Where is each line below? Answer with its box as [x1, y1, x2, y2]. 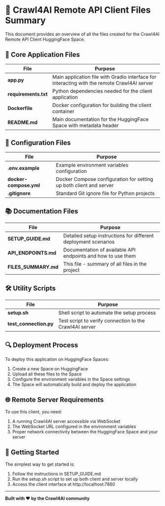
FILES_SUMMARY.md [7, 264, 59, 271]
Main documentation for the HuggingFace [52, 115, 149, 122]
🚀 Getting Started [5, 448, 59, 456]
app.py [7, 76, 25, 83]
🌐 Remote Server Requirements [5, 395, 104, 404]
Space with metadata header [52, 122, 119, 129]
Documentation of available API [63, 247, 136, 253]
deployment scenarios [63, 238, 115, 245]
